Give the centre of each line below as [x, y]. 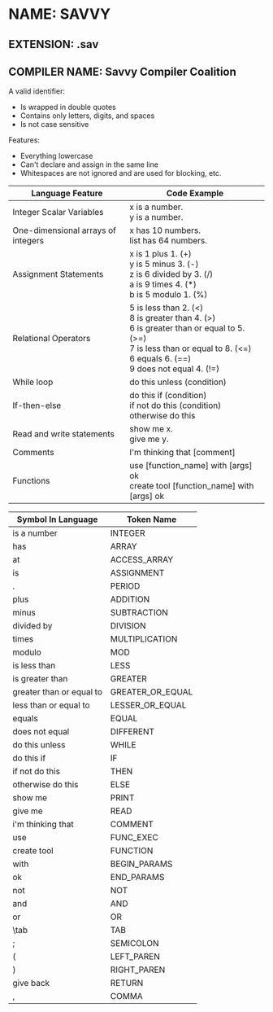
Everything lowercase [56, 156]
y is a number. [156, 217]
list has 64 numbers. [169, 241]
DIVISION [128, 626]
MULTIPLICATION [144, 639]
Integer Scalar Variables [58, 212]
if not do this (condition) [175, 405]
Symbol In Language [57, 519]
